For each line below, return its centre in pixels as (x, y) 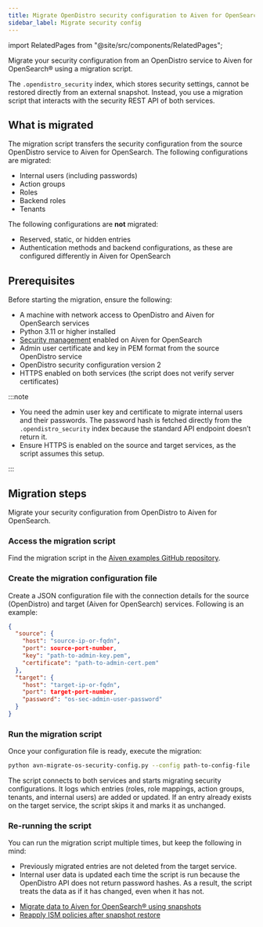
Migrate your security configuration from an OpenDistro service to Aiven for (130, 60)
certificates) (39, 382)
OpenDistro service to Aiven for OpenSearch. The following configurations (128, 152)
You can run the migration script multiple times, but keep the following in (125, 843)
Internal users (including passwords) (79, 176)
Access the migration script (62, 540)
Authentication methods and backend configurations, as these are (126, 248)
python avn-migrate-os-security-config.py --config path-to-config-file (129, 765)
